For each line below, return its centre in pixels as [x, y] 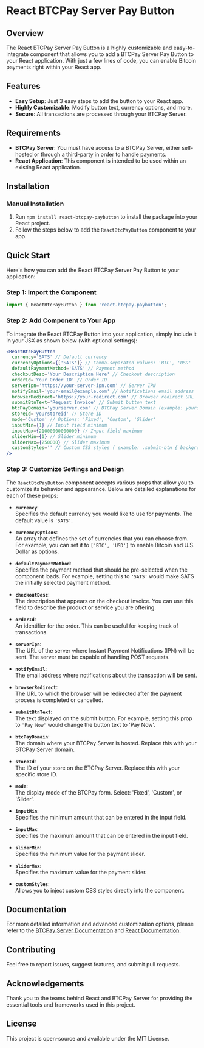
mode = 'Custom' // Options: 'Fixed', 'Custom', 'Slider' [84, 420]
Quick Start [28, 256]
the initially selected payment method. [63, 582]
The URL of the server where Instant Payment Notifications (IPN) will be [105, 650]
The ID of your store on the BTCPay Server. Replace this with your [97, 768]
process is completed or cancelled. [59, 700]
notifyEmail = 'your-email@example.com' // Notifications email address [103, 391]
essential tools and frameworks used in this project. [71, 1004]
